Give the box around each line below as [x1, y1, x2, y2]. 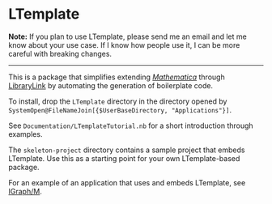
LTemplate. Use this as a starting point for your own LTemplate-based [8, 153, 240, 163]
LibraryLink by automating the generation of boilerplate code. [8, 80, 213, 90]
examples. [8, 129, 43, 138]
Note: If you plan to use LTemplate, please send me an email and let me [8, 32, 247, 41]
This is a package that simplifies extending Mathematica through [8, 72, 225, 82]
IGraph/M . [8, 186, 42, 196]
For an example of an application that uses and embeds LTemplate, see [8, 177, 246, 187]
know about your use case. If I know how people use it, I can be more [8, 40, 240, 49]
